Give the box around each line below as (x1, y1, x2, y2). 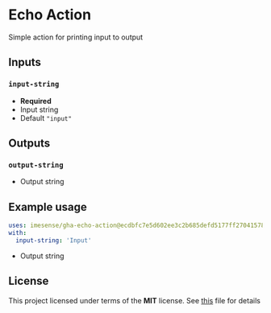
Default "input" (19, 113, 73, 122)
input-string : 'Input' (15, 236, 92, 245)
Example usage (8, 200, 87, 214)
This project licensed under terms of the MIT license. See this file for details (8, 295, 261, 305)
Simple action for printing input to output (8, 32, 144, 42)
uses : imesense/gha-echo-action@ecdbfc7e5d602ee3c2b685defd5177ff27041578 (8, 221, 265, 230)
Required (19, 96, 52, 105)
